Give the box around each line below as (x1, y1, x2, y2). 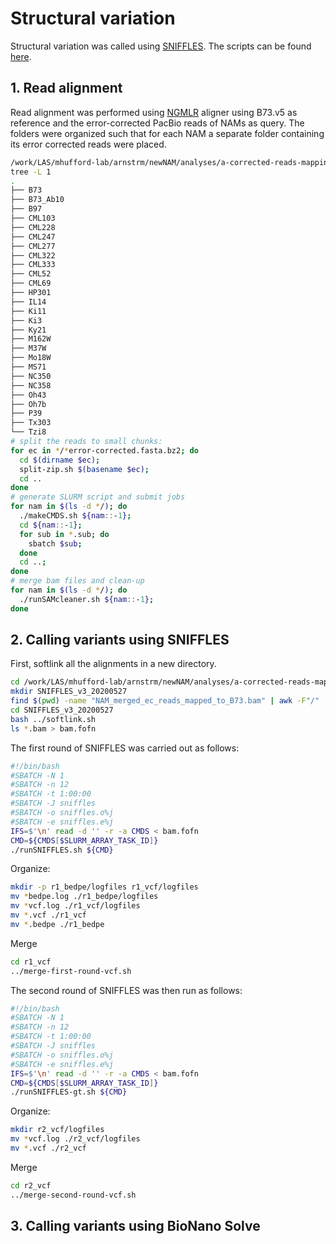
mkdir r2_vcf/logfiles (10, 1125, 105, 1135)
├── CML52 (10, 269, 52, 279)
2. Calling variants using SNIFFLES (10, 632, 230, 649)
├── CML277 (10, 241, 56, 251)
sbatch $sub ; (28, 538, 83, 549)
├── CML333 (10, 260, 56, 270)
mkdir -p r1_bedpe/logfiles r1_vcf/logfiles (10, 882, 199, 892)
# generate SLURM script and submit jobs (10, 492, 186, 502)
